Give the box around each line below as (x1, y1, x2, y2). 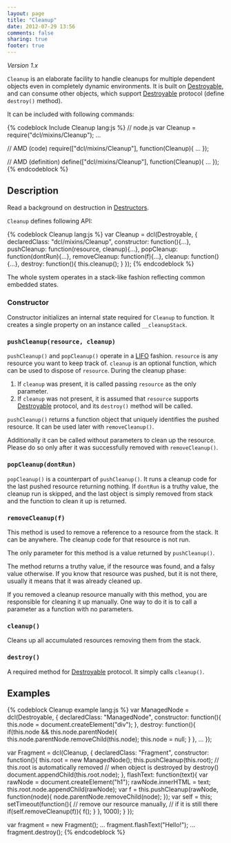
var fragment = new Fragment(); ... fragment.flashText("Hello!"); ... (7, 821, 195, 829)
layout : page (7, 10, 45, 17)
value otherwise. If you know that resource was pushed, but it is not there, (7, 570, 219, 577)
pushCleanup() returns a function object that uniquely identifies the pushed (7, 416, 219, 424)
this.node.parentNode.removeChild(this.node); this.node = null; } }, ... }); (7, 735, 212, 743)
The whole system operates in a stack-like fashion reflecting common (7, 272, 205, 281)
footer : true (7, 42, 45, 49)
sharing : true (7, 36, 48, 43)
